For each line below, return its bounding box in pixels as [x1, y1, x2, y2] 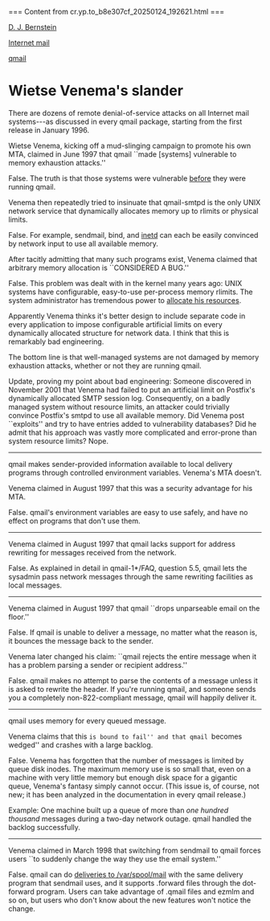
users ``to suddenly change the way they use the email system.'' [8, 853, 221, 863]
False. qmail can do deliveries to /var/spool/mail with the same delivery [8, 870, 243, 879]
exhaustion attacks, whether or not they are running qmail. [8, 361, 202, 370]
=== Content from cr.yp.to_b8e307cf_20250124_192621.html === [8, 7, 225, 16]
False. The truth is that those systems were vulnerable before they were [8, 173, 247, 183]
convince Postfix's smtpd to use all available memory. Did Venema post [8, 410, 245, 420]
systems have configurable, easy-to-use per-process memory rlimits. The [8, 287, 253, 297]
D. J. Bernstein [8, 23, 57, 31]
